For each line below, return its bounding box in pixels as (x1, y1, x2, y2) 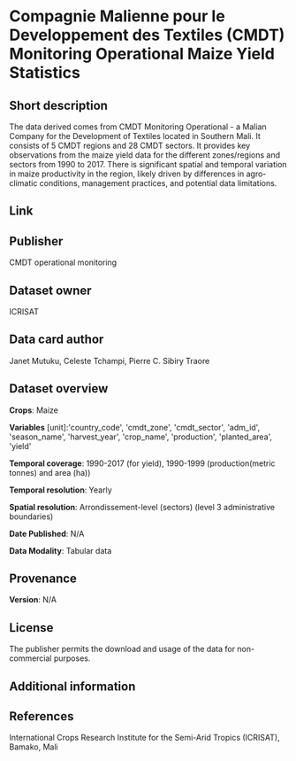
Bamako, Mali (9, 742, 59, 752)
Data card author (9, 332, 104, 347)
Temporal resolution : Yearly (9, 485, 112, 495)
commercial (9, 653, 52, 664)
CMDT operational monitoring (9, 257, 118, 268)
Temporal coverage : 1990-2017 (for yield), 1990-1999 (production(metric (9, 458, 276, 469)
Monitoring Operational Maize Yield (9, 44, 276, 64)
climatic (9, 178, 38, 188)
